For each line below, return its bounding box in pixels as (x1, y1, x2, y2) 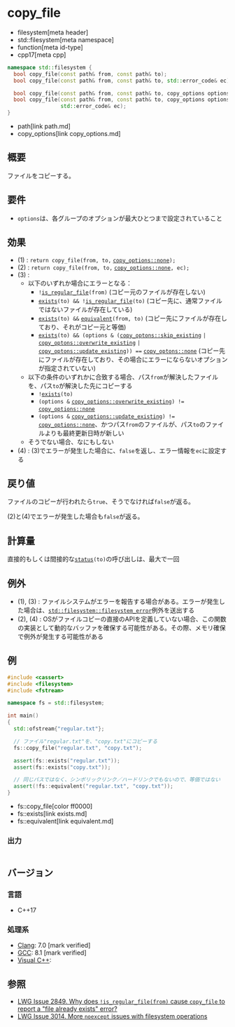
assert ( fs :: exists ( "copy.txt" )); (13, 763, 111, 771)
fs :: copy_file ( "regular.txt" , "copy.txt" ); (13, 744, 142, 751)
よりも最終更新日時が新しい (44, 429, 124, 437)
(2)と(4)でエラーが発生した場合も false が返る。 (7, 512, 144, 521)
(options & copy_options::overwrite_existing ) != (38, 398, 185, 405)
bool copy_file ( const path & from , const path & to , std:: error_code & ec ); (13, 77, 233, 84)
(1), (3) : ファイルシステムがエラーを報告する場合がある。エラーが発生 (17, 597, 220, 605)
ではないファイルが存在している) (38, 305, 133, 314)
